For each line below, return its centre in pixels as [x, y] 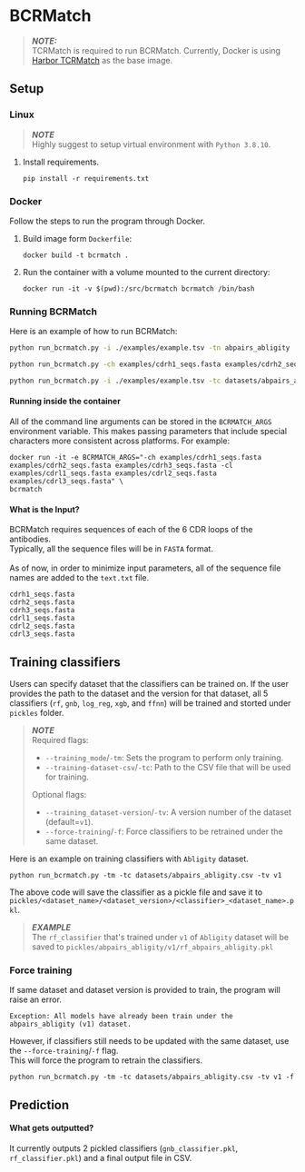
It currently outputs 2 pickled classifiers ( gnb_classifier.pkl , [124, 1148]
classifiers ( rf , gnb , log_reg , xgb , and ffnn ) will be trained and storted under [150, 703]
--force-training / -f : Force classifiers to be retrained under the [164, 831]
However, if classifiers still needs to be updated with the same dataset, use [149, 1041]
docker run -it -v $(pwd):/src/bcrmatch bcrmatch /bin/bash [138, 288]
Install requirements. [61, 162]
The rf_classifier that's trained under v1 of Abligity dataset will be [160, 938]
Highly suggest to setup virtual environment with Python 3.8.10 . [151, 144]
